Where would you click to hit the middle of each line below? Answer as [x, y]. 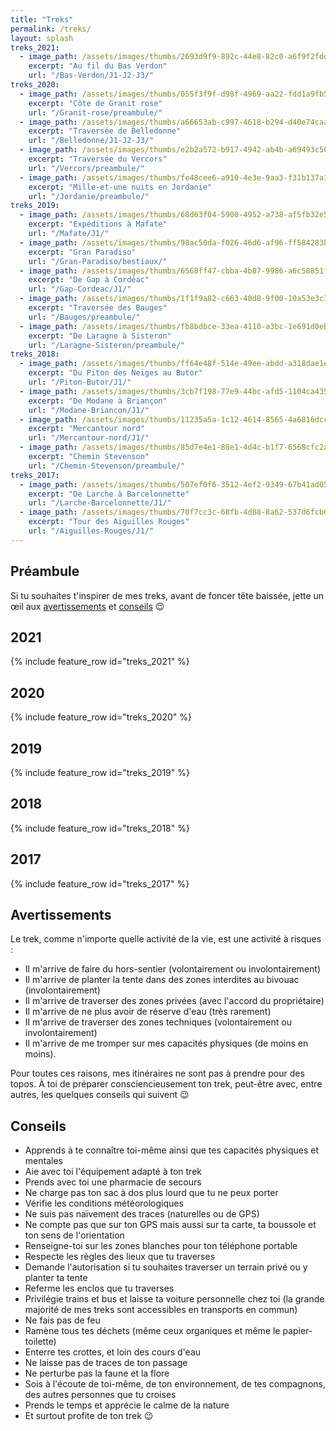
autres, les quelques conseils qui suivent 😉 [100, 1095]
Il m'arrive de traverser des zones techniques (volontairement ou [158, 1022]
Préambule [45, 571]
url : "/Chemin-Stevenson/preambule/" [107, 466]
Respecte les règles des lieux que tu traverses [120, 1257]
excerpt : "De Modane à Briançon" [98, 401]
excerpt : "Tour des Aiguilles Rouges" [109, 522]
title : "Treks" [42, 19]
